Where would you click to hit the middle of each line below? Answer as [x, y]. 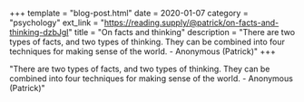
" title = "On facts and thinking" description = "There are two [182, 32]
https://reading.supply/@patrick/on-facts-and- [191, 23]
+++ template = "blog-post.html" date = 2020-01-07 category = [129, 13]
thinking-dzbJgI [39, 32]
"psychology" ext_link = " [57, 23]
